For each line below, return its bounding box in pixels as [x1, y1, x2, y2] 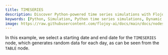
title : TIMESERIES [5, 7, 43, 12]
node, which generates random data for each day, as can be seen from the [5, 40, 159, 46]
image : [5, 21, 19, 26]
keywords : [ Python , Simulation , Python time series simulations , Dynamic [5, 16, 162, 21]
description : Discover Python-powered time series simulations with [5, 12, 151, 17]
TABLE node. [5, 45, 30, 51]
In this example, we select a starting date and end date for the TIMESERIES [5, 35, 156, 41]
